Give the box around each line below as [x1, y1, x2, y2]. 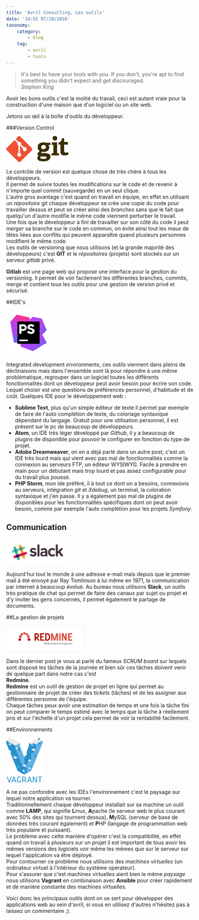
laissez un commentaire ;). [6, 907, 71, 914]
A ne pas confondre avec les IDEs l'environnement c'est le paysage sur [6, 788, 181, 795]
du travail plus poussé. [14, 473, 71, 481]
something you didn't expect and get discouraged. [20, 77, 144, 84]
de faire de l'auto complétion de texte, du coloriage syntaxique [14, 410, 169, 417]
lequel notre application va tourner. [6, 795, 92, 802]
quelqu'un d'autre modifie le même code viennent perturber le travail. [6, 212, 177, 219]
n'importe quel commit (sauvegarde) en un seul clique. [6, 187, 140, 194]
